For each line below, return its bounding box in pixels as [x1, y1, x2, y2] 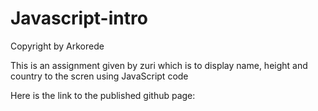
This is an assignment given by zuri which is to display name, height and [10, 59, 308, 71]
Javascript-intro [10, 7, 148, 30]
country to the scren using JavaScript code [10, 70, 189, 82]
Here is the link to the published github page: [10, 89, 196, 101]
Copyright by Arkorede [10, 40, 105, 52]
